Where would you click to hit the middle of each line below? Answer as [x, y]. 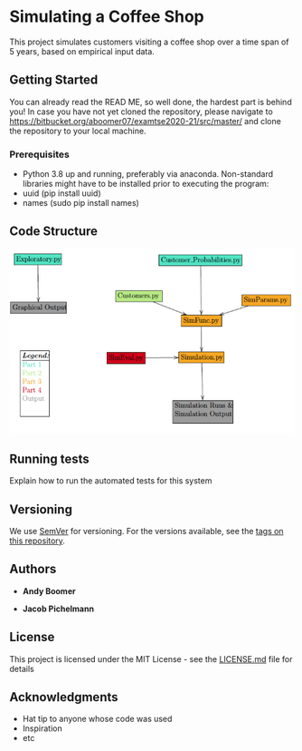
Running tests [50, 458]
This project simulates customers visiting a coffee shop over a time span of [149, 42]
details [22, 668]
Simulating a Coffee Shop [107, 17]
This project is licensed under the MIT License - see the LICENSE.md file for [151, 658]
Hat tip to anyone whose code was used [97, 719]
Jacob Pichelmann [58, 609]
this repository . [38, 541]
